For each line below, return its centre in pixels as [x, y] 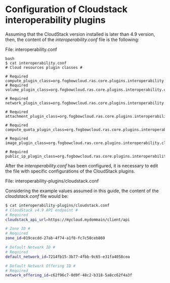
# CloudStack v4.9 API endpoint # [42, 210]
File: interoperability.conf [31, 49]
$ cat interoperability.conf [36, 63]
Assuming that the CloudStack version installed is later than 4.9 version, [80, 34]
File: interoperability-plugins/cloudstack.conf [52, 181]
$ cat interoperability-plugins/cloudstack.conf [57, 205]
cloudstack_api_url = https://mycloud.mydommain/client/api [68, 220]
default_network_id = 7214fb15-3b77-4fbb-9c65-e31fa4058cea [68, 257]
